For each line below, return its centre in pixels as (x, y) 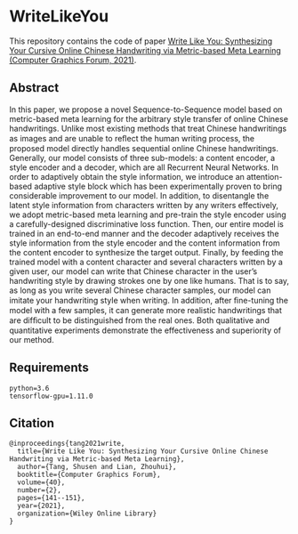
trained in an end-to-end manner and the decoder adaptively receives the (144, 233)
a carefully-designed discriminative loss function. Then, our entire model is (147, 223)
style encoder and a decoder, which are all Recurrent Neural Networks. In (144, 167)
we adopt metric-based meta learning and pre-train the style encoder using (148, 214)
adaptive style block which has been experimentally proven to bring (158, 186)
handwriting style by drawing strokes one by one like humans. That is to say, (149, 280)
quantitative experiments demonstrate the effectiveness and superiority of (145, 330)
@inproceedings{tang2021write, (67, 444)
